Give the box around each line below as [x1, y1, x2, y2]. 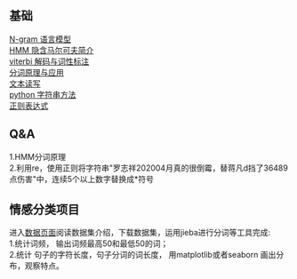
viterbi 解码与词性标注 [9, 56, 90, 67]
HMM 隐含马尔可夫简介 [9, 44, 94, 55]
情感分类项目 [9, 203, 80, 218]
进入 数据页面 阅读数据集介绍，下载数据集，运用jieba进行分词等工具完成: [9, 227, 271, 238]
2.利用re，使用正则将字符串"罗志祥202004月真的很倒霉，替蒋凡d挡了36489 [9, 163, 289, 173]
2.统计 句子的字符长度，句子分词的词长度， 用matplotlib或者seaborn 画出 [9, 250, 277, 260]
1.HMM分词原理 [9, 151, 67, 162]
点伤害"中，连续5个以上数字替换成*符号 [9, 173, 154, 184]
